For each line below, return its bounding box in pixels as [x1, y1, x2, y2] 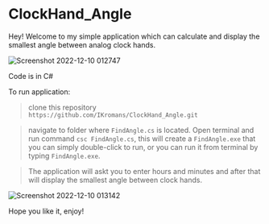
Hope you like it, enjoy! [8, 206, 85, 216]
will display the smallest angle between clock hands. [27, 175, 203, 185]
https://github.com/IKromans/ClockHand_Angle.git [27, 110, 199, 119]
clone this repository [27, 102, 97, 112]
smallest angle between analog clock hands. [8, 39, 155, 49]
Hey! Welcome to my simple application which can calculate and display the [8, 31, 260, 41]
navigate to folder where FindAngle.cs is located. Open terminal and [27, 125, 255, 135]
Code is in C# [8, 71, 54, 81]
